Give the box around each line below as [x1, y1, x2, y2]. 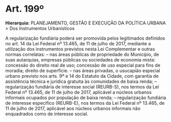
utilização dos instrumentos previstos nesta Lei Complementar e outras [5, 46, 155, 52]
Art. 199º [5, 3, 44, 15]
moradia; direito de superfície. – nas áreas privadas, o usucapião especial [5, 67, 160, 74]
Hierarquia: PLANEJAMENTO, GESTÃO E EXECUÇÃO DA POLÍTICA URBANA [5, 20, 166, 26]
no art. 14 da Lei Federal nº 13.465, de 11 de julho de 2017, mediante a [5, 40, 151, 46]
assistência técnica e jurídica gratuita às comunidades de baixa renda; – [5, 78, 157, 84]
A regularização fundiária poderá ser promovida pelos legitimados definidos [5, 35, 165, 41]
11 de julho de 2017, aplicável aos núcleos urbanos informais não [5, 105, 141, 111]
